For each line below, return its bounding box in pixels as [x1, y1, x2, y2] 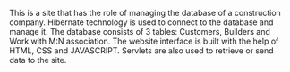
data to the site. [9, 55, 67, 65]
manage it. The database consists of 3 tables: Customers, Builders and [9, 27, 271, 36]
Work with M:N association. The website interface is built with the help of [9, 36, 279, 46]
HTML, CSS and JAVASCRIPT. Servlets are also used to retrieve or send [9, 45, 275, 56]
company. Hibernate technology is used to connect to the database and [9, 17, 274, 28]
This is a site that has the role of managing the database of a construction [9, 8, 282, 18]
